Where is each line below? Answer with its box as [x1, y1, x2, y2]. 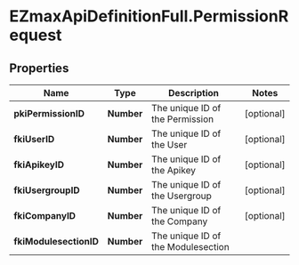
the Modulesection [150, 241, 230, 253]
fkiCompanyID [13, 210, 77, 221]
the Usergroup [150, 189, 212, 202]
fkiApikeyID [13, 158, 65, 171]
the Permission [150, 113, 214, 125]
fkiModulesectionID [13, 236, 100, 247]
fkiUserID [13, 133, 55, 145]
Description [168, 87, 220, 99]
